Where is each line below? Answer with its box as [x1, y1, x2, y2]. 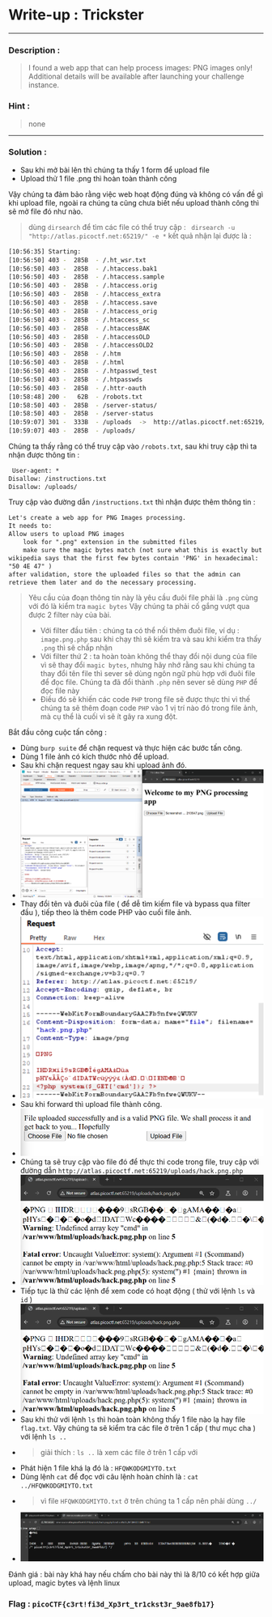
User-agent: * [11, 467, 60, 475]
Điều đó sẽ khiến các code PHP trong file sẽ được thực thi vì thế [40, 695, 251, 704]
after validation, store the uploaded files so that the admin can [8, 571, 241, 579]
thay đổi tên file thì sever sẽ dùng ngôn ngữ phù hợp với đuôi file [40, 669, 256, 679]
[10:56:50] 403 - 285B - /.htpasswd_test [8, 367, 158, 376]
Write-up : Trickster [8, 6, 144, 24]
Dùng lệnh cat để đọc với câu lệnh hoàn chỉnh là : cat [19, 1472, 199, 1482]
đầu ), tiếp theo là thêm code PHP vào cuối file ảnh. [19, 908, 192, 917]
